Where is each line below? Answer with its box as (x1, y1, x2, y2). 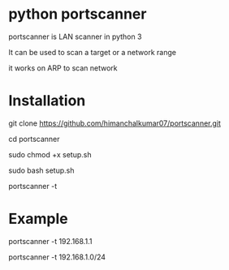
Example (8, 210, 68, 228)
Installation (8, 92, 86, 110)
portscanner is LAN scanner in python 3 (8, 32, 142, 41)
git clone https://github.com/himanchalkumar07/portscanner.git (8, 118, 222, 128)
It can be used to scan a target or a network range (8, 47, 177, 57)
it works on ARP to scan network (8, 62, 118, 73)
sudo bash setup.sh (8, 165, 75, 175)
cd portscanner (8, 134, 60, 144)
